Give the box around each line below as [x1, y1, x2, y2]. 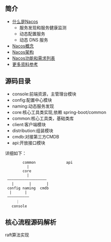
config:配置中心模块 [12, 97, 52, 103]
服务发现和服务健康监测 [19, 24, 67, 30]
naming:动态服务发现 [12, 103, 55, 109]
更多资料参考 [12, 61, 38, 67]
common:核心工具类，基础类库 [12, 115, 74, 121]
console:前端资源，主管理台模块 [12, 91, 76, 97]
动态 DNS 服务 [19, 37, 49, 43]
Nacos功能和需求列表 [12, 55, 55, 61]
